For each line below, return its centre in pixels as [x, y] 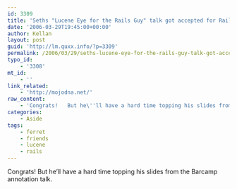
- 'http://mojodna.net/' [56, 92]
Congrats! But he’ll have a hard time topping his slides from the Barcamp [113, 171]
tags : [15, 125]
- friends [35, 138]
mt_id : [17, 73]
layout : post [26, 40]
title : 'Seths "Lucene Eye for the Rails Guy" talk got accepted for [112, 20]
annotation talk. [30, 179]
